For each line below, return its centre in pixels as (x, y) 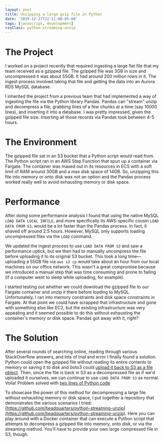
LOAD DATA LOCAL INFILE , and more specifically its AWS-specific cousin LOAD (82, 221)
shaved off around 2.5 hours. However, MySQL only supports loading (75, 231)
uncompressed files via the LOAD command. (49, 236)
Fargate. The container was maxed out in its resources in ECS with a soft (79, 166)
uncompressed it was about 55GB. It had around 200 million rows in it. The (81, 76)
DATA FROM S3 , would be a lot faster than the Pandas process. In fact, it (76, 226)
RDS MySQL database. (28, 87)
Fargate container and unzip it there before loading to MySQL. (68, 292)
